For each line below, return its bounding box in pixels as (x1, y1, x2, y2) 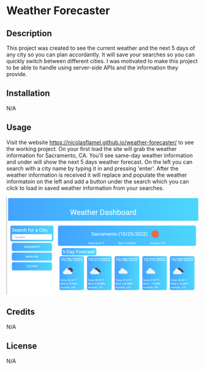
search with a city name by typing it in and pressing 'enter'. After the (6, 164, 179, 172)
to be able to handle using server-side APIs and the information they (6, 64, 179, 71)
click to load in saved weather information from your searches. (6, 184, 164, 191)
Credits (6, 307, 35, 317)
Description (6, 28, 52, 39)
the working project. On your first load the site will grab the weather (6, 145, 177, 152)
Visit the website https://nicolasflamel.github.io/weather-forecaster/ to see (6, 139, 194, 146)
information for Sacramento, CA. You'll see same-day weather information (6, 152, 193, 159)
